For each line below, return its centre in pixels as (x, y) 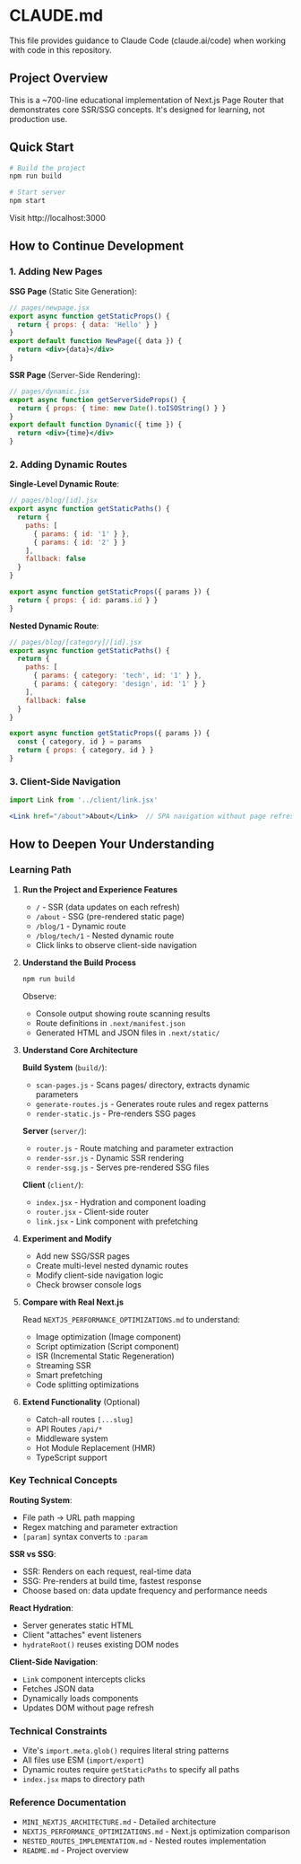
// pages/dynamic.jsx (50, 391)
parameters (57, 1094)
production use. (39, 119)
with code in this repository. (60, 49)
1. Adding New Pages (56, 272)
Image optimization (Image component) (108, 1336)
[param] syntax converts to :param (85, 1536)
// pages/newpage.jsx (50, 308)
